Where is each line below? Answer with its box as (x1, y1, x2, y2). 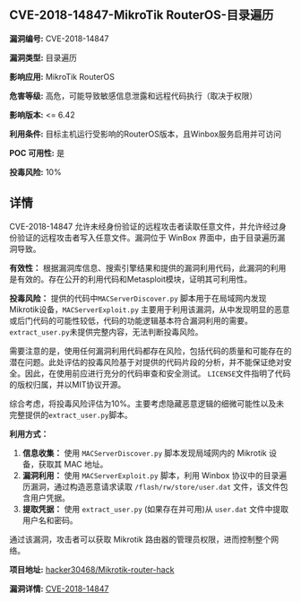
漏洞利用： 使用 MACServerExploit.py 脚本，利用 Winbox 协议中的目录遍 (21, 469, 288, 481)
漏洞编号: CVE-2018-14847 (9, 33, 109, 44)
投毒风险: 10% (9, 166, 62, 177)
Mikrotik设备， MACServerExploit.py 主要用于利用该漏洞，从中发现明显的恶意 (9, 303, 290, 315)
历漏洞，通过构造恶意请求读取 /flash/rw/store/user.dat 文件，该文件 (21, 481, 280, 492)
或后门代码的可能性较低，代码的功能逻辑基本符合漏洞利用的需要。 (9, 315, 253, 326)
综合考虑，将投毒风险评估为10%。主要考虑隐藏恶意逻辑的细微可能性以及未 (9, 397, 285, 409)
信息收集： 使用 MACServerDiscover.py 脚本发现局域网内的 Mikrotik (21, 447, 267, 458)
